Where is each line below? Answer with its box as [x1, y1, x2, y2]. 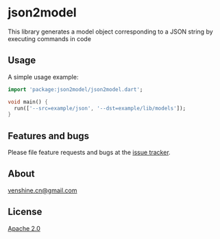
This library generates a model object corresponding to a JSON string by [8, 27, 213, 36]
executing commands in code [8, 34, 92, 42]
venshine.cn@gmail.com [8, 186, 77, 194]
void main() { [8, 98, 49, 105]
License [8, 206, 42, 218]
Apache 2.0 [8, 224, 40, 232]
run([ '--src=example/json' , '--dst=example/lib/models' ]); [14, 105, 186, 112]
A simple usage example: [8, 73, 79, 81]
